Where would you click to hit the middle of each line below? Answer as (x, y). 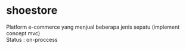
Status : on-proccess (32, 39)
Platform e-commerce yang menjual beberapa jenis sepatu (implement (93, 27)
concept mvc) (23, 33)
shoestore (32, 10)
